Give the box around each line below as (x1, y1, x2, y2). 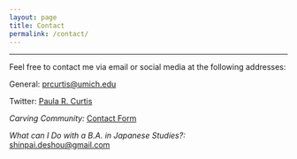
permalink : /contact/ (9, 29, 89, 38)
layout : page (9, 12, 57, 22)
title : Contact (9, 21, 65, 30)
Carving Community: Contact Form (9, 113, 137, 124)
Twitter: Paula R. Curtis (9, 96, 93, 107)
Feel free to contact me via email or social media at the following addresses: (9, 62, 286, 72)
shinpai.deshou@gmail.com (9, 140, 110, 150)
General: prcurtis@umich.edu (9, 79, 117, 89)
